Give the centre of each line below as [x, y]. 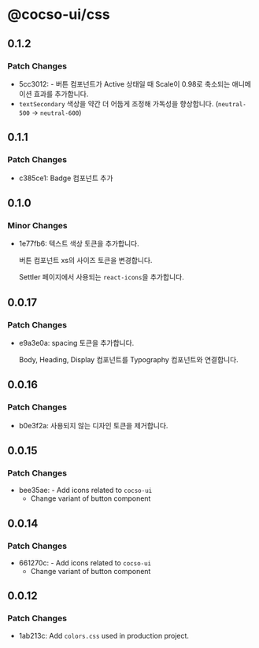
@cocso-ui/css [59, 15]
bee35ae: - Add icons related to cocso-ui [85, 491]
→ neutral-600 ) [57, 113]
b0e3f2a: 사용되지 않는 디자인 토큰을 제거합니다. [93, 425]
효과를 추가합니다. [61, 94]
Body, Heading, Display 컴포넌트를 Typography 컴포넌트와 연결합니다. [129, 359]
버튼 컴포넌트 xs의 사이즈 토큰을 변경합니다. [85, 261]
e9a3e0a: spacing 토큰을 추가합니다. [76, 343]
